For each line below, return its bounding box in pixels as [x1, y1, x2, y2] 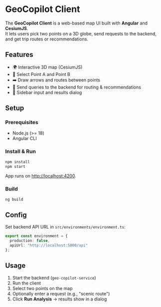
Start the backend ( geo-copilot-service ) [12, 274, 96, 280]
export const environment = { [5, 233, 68, 238]
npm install [5, 159, 30, 164]
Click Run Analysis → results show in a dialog [12, 296, 107, 302]
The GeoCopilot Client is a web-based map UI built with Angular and [5, 20, 148, 26]
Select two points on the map [12, 285, 73, 291]
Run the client [12, 280, 41, 286]
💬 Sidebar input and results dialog [12, 89, 82, 95]
